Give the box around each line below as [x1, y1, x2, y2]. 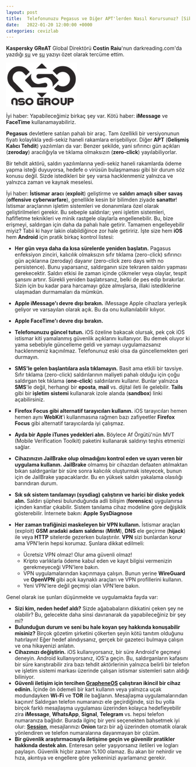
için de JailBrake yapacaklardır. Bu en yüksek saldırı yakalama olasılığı [14, 474, 183, 481]
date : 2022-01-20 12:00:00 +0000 [6, 22, 93, 28]
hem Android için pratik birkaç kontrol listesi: [6, 234, 114, 241]
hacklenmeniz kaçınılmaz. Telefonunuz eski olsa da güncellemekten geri [14, 347, 188, 354]
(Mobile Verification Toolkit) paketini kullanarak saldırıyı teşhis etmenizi [14, 437, 185, 444]
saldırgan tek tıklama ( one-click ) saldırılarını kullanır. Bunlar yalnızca [14, 378, 178, 385]
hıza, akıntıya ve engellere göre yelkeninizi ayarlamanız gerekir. [14, 754, 166, 761]
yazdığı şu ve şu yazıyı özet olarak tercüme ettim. [6, 51, 125, 58]
